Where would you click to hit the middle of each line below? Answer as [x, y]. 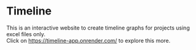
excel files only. [26, 34]
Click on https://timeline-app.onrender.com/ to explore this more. [89, 40]
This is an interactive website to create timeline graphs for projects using [98, 28]
